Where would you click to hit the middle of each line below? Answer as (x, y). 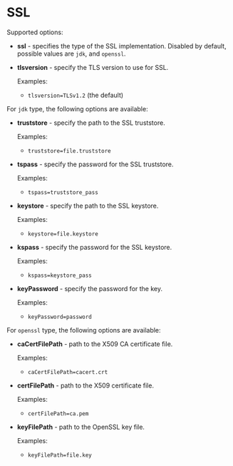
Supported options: (35, 32)
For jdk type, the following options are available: (77, 108)
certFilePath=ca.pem (58, 414)
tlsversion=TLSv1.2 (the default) (76, 95)
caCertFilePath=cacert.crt (68, 372)
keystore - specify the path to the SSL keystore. (88, 206)
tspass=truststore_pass (63, 192)
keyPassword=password (59, 317)
